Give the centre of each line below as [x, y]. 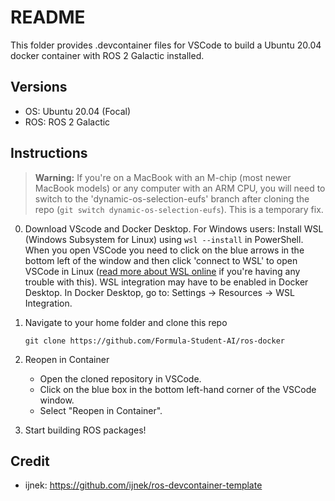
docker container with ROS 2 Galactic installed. [107, 55]
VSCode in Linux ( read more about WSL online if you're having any [162, 271]
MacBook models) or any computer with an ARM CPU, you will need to [180, 188]
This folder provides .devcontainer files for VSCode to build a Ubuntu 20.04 [166, 45]
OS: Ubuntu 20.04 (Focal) [78, 111]
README [48, 17]
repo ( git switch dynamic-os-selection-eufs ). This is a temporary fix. [179, 209]
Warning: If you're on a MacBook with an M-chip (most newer [163, 177]
